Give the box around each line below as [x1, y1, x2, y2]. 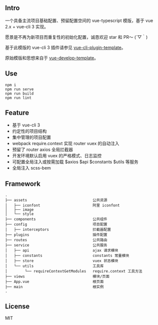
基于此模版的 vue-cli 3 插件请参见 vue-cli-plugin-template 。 [5, 44, 126, 50]
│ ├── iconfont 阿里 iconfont [5, 203, 120, 208]
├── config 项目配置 [5, 222, 108, 227]
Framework [5, 179, 41, 188]
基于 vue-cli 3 [12, 122, 40, 128]
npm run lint [5, 95, 32, 100]
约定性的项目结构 [12, 128, 47, 134]
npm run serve [5, 87, 34, 92]
